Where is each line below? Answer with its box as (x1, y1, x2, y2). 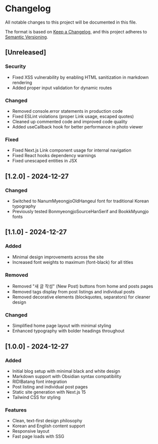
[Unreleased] (5, 48, 47, 57)
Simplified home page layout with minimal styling (12, 323, 111, 329)
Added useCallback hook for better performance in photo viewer (12, 124, 143, 129)
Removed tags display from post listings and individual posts (12, 288, 135, 294)
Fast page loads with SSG (12, 434, 65, 440)
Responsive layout (12, 428, 50, 434)
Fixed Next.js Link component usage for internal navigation (12, 147, 132, 153)
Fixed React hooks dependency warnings (12, 153, 97, 159)
